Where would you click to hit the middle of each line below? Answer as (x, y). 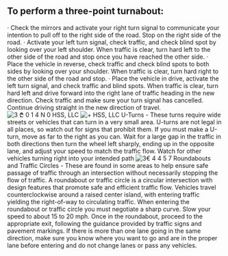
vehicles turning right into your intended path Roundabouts (109, 158)
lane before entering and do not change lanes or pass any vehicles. (102, 245)
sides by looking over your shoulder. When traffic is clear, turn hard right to (113, 71)
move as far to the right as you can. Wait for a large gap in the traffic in (121, 137)
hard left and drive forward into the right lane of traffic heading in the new (111, 93)
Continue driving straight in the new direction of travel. (84, 107)
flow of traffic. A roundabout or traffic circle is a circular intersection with (110, 180)
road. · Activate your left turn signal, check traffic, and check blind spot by (112, 42)
